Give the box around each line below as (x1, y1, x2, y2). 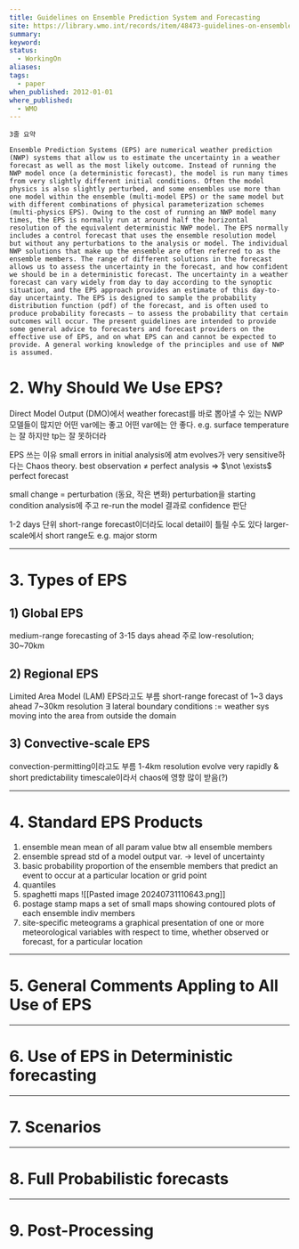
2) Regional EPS (9, 666, 100, 681)
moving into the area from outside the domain (9, 710, 176, 721)
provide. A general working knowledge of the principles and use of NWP (9, 340, 285, 350)
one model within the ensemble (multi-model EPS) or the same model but (9, 192, 285, 201)
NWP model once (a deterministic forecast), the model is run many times (9, 169, 289, 178)
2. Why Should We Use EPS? (9, 377, 224, 398)
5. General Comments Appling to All (9, 976, 279, 995)
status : (9, 46, 38, 55)
